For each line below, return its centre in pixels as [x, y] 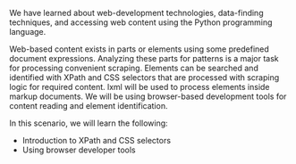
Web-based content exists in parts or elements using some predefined [140, 49]
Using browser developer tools [79, 150]
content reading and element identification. [89, 106]
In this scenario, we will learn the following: [89, 123]
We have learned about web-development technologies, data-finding [136, 13]
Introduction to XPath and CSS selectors [97, 140]
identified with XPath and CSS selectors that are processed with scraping [144, 78]
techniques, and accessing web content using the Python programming [141, 22]
